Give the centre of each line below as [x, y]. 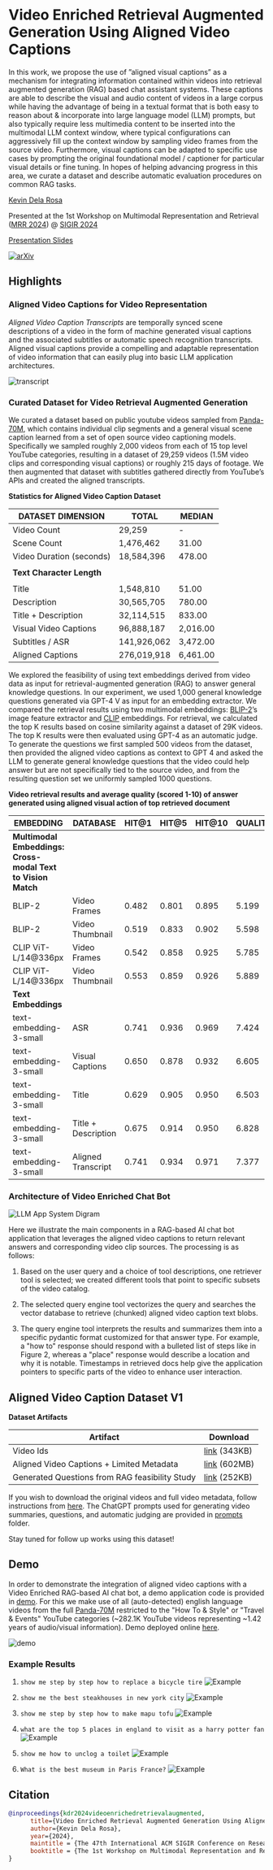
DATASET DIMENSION [62, 516]
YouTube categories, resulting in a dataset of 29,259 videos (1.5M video [129, 454]
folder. [19, 1523]
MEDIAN [197, 516]
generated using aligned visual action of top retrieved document [119, 803]
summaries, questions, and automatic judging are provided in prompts [126, 1515]
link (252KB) [228, 1477]
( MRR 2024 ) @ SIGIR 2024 [53, 224]
